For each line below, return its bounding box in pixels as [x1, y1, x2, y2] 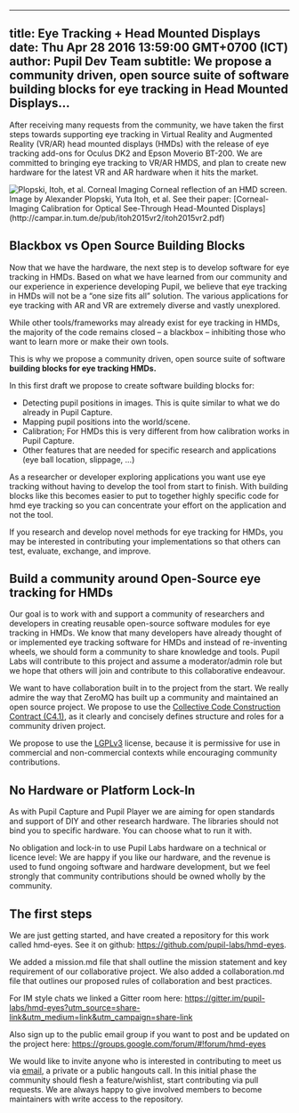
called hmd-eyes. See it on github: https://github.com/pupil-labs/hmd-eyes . [9, 939, 287, 950]
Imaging [9, 202, 39, 214]
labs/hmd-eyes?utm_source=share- [9, 1003, 141, 1013]
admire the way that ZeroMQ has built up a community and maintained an [9, 692, 279, 703]
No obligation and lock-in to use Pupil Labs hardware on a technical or [9, 843, 267, 854]
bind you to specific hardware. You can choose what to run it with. [9, 825, 253, 836]
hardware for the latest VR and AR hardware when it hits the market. [9, 167, 259, 177]
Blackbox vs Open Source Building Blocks [9, 238, 246, 254]
